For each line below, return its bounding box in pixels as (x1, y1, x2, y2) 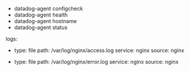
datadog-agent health (14, 11, 68, 18)
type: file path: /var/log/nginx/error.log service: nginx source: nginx (14, 59, 179, 65)
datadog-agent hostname (14, 18, 77, 24)
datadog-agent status (14, 24, 68, 31)
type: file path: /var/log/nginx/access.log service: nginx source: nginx (14, 47, 185, 54)
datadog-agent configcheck (14, 5, 84, 12)
